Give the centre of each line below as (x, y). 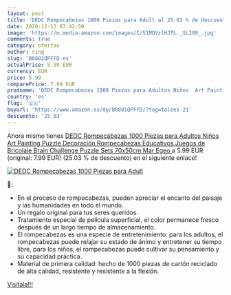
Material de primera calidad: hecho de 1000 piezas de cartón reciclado (117, 263)
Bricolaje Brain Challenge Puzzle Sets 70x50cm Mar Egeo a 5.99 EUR (105, 150)
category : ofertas (33, 45)
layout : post (26, 13)
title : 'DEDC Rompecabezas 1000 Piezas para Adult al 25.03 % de (102, 20)
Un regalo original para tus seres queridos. (78, 212)
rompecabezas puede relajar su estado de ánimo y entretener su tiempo (119, 241)
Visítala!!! (20, 284)
